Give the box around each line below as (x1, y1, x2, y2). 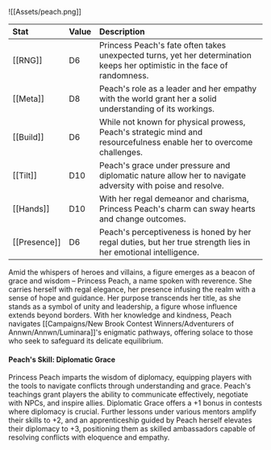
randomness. (99, 70, 149, 81)
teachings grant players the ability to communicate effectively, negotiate (8, 389, 248, 399)
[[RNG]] (12, 55, 43, 65)
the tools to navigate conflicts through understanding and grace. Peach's (8, 381, 252, 391)
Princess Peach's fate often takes (99, 40, 227, 51)
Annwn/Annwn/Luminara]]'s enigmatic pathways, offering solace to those (8, 327, 253, 337)
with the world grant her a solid (99, 93, 217, 104)
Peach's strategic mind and (99, 127, 203, 137)
